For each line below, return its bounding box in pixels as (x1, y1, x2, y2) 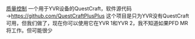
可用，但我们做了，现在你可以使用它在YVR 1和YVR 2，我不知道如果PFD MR (6, 20, 189, 26)
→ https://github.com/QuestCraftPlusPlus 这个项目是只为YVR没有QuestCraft (6, 12, 189, 19)
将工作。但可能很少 (6, 27, 53, 34)
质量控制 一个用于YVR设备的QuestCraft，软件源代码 (6, 5, 132, 12)
